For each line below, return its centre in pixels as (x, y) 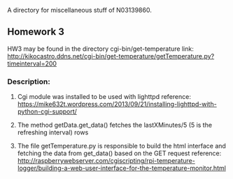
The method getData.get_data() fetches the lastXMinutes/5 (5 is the (114, 125)
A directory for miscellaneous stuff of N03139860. (79, 10)
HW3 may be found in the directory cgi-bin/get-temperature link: (100, 49)
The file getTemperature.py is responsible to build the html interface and (121, 146)
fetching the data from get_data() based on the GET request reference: (119, 153)
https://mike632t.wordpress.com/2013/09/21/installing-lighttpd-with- (117, 104)
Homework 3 (36, 32)
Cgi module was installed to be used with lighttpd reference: (104, 97)
